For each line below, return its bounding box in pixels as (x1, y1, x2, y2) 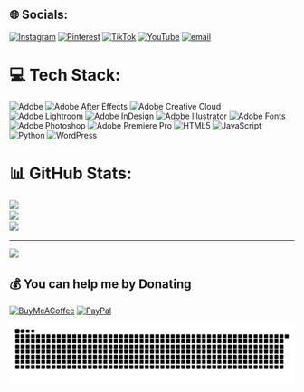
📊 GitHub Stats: (9, 163, 133, 184)
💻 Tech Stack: (9, 65, 121, 85)
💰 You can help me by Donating (9, 276, 192, 292)
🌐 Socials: (9, 7, 69, 23)
